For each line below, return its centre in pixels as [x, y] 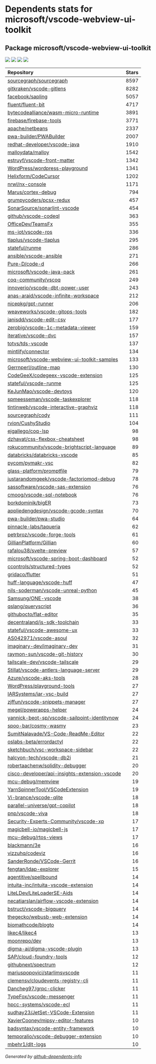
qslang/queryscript [29, 606]
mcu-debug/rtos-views [35, 837]
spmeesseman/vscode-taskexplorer [49, 399]
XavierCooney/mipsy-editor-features [50, 1020]
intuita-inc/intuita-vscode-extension [50, 885]
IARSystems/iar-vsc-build [38, 694]
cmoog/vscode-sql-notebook [42, 495]
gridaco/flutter [24, 574]
